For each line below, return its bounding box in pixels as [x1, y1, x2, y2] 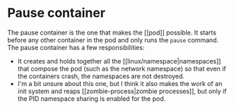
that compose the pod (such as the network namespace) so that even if [17, 64, 226, 73]
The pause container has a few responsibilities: [7, 43, 145, 51]
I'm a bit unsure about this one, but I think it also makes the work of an [17, 79, 223, 87]
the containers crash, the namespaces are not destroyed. [17, 72, 185, 80]
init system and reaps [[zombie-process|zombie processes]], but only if [17, 87, 227, 95]
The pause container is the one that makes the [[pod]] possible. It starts [7, 28, 217, 37]
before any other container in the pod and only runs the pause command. [7, 35, 219, 44]
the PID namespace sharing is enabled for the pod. [17, 94, 166, 103]
